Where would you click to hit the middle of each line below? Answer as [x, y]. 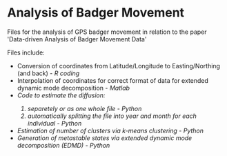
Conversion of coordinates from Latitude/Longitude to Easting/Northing [119, 66]
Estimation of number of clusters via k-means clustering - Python [110, 130]
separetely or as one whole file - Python [85, 108]
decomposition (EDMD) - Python [63, 145]
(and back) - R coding [48, 73]
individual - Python [55, 123]
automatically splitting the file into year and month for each [112, 116]
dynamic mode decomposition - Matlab [73, 88]
